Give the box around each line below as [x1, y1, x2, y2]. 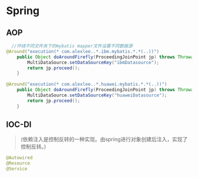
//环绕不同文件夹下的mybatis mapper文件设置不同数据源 [11, 43, 133, 49]
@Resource [6, 161, 31, 166]
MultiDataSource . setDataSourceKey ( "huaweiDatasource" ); [27, 92, 167, 98]
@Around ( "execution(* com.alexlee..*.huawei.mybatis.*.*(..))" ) [6, 81, 167, 88]
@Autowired [6, 155, 33, 161]
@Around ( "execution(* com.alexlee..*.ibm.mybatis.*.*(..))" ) [6, 48, 160, 54]
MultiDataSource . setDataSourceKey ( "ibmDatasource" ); [27, 59, 160, 65]
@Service [6, 166, 28, 172]
